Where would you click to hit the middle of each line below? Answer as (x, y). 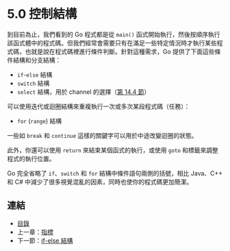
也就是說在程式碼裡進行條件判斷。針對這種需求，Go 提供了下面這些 (120, 51)
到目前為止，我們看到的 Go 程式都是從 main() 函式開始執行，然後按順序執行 (114, 34)
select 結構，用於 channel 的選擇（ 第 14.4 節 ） (84, 92)
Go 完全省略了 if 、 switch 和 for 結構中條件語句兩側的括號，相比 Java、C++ (115, 173)
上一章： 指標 (35, 232)
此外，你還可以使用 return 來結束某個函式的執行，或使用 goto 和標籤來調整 (113, 150)
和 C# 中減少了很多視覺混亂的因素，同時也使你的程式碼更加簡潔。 (100, 182)
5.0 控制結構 (42, 14)
